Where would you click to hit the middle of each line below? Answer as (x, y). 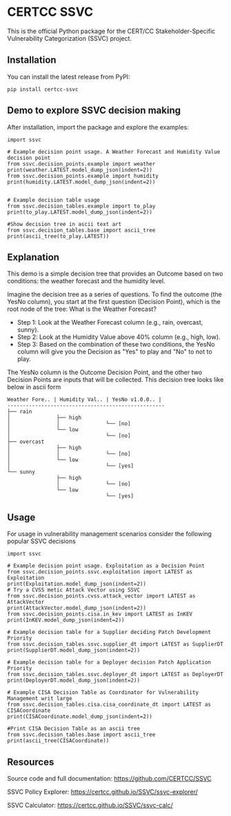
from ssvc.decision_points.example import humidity (83, 176)
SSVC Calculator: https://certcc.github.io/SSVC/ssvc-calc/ (90, 805)
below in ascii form (34, 387)
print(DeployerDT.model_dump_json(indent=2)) (73, 681)
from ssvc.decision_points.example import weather (81, 164)
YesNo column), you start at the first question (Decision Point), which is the (114, 302)
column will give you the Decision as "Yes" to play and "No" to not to (114, 351)
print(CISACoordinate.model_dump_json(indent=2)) (80, 717)
